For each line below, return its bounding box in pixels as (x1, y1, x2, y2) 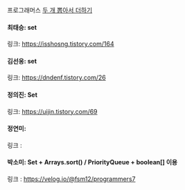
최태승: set (7, 23, 37, 31)
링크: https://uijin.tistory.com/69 (7, 107, 98, 115)
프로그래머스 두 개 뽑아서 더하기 (7, 6, 93, 14)
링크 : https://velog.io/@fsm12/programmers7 (7, 175, 136, 183)
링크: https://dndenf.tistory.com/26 (7, 73, 106, 82)
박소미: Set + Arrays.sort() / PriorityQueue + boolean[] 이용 (7, 158, 178, 167)
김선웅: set (7, 57, 37, 65)
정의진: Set (7, 91, 38, 99)
